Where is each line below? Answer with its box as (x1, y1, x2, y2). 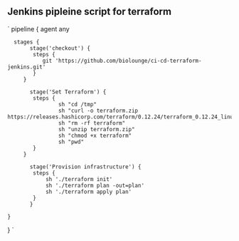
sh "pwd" (58, 138, 84, 145)
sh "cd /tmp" (58, 101, 97, 108)
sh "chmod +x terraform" (58, 132, 132, 139)
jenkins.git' (7, 63, 46, 71)
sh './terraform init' (45, 175, 113, 183)
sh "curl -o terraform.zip (58, 107, 139, 114)
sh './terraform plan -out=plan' (45, 182, 144, 189)
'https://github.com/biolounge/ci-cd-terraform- (55, 57, 202, 64)
